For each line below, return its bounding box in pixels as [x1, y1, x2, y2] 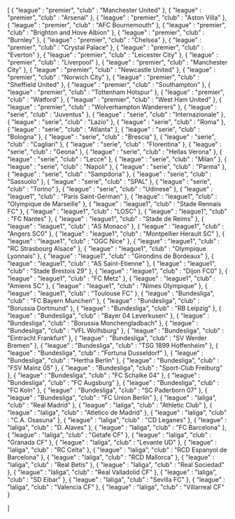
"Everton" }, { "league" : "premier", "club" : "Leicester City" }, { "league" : [7, 50, 218, 59]
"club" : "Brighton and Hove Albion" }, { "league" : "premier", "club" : [7, 28, 205, 36]
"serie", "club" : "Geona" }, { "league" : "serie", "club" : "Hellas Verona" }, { [7, 147, 222, 156]
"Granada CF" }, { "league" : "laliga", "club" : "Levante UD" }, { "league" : [7, 438, 217, 446]
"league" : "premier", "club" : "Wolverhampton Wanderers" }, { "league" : [7, 103, 218, 111]
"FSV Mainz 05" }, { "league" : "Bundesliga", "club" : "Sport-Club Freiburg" [7, 364, 223, 372]
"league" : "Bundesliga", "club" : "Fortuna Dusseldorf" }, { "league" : [7, 349, 204, 357]
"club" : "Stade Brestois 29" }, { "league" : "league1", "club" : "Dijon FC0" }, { [7, 267, 228, 275]
